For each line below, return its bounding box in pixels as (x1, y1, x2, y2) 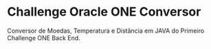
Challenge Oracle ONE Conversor (7, 4, 201, 20)
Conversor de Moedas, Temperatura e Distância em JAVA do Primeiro (7, 27, 205, 35)
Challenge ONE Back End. (7, 33, 80, 42)
